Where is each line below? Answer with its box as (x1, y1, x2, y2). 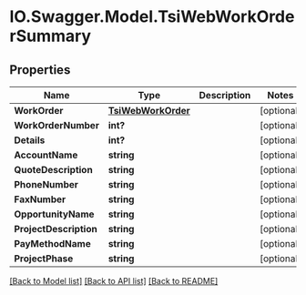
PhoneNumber (14, 178, 79, 190)
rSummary (9, 25, 92, 46)
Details (14, 134, 46, 147)
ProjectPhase (14, 252, 74, 265)
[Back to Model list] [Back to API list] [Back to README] (9, 276, 219, 286)
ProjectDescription (14, 223, 97, 235)
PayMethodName (14, 238, 91, 249)
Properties (9, 62, 71, 77)
